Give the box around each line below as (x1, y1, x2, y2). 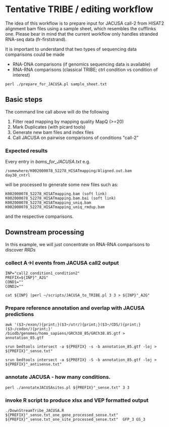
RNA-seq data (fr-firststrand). (5, 36, 67, 42)
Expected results (5, 147, 48, 154)
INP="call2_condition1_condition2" (5, 271, 80, 276)
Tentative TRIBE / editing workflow (5, 4, 153, 15)
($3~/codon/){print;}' (5, 327, 53, 332)
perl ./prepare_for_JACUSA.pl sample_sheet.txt (5, 82, 107, 87)
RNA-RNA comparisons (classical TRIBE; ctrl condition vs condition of (12, 67, 158, 73)
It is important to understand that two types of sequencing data (5, 46, 137, 52)
